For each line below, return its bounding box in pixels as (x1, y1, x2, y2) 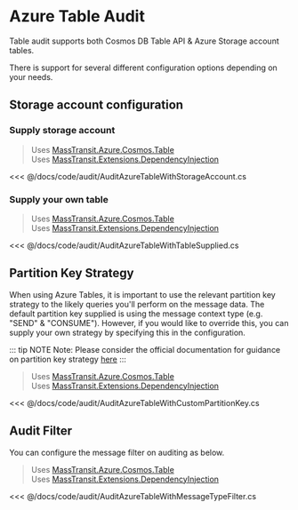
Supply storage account (9, 124, 116, 137)
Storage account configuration (9, 98, 184, 113)
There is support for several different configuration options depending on (9, 62, 278, 73)
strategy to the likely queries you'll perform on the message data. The (9, 299, 265, 309)
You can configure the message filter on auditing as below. (9, 447, 225, 458)
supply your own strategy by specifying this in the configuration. (9, 327, 246, 338)
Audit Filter (9, 424, 73, 439)
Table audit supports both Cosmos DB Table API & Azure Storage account (9, 36, 279, 46)
